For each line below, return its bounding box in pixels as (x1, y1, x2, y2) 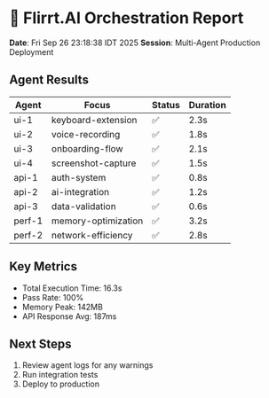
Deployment (9, 46, 54, 57)
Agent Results (9, 73, 89, 88)
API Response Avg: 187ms (21, 310, 117, 322)
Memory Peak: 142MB (21, 301, 104, 312)
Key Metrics (9, 259, 78, 274)
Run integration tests (21, 370, 99, 380)
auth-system (51, 171, 107, 183)
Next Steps (9, 336, 72, 351)
